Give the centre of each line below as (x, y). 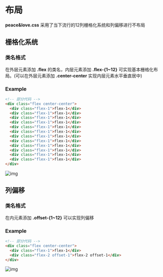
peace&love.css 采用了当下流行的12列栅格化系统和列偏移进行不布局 (75, 25)
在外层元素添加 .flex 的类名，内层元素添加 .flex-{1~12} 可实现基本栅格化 (79, 69)
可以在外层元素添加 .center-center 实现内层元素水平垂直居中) (79, 76)
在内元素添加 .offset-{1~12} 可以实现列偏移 (50, 218)
